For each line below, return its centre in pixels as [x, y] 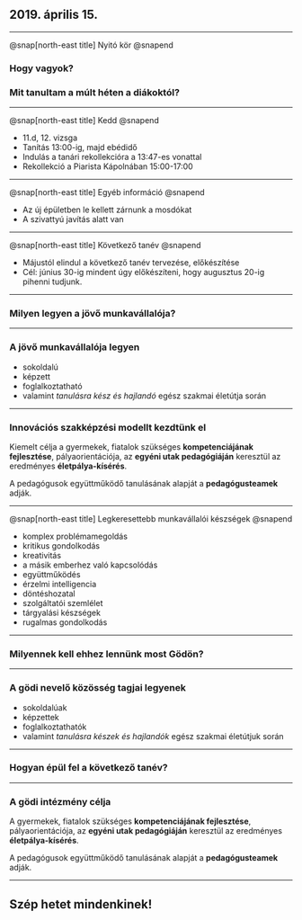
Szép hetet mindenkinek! [81, 904]
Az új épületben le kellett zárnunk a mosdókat [107, 210]
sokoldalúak [44, 707]
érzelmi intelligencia [59, 584]
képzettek [41, 717]
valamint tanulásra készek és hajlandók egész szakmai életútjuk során [153, 736]
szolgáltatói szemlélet [62, 603]
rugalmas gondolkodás [65, 622]
